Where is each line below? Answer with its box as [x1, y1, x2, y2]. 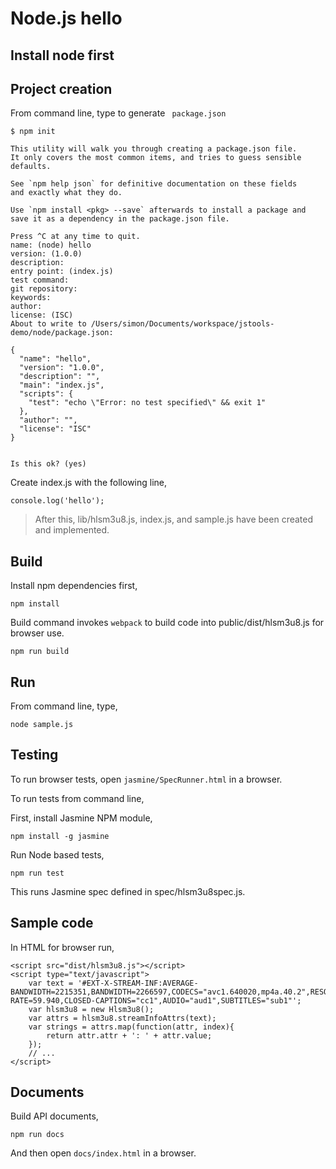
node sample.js [10, 720, 74, 730]
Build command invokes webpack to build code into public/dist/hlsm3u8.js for [10, 617, 325, 629]
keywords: [10, 293, 52, 303]
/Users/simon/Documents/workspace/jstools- [90, 319, 275, 329]
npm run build [10, 647, 70, 657]
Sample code [10, 915, 94, 932]
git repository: [10, 284, 78, 294]
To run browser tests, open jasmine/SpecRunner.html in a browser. [10, 773, 283, 785]
